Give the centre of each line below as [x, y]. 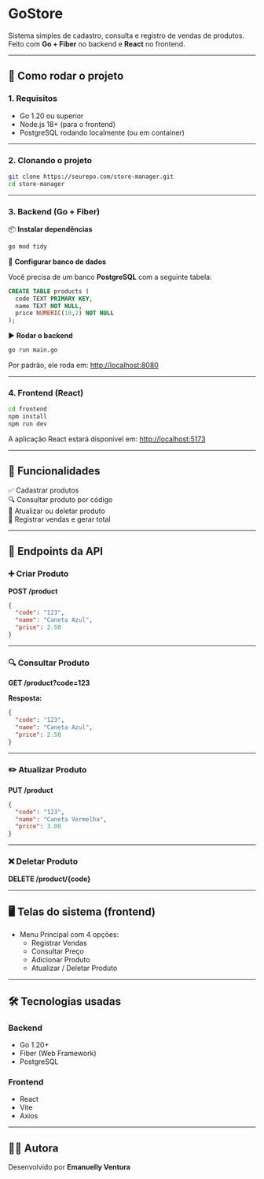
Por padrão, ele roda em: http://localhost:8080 [83, 365]
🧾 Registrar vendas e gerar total [60, 519]
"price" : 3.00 [38, 827]
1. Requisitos [33, 99]
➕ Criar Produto [38, 574]
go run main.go [33, 350]
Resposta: [25, 698]
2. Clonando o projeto [50, 160]
